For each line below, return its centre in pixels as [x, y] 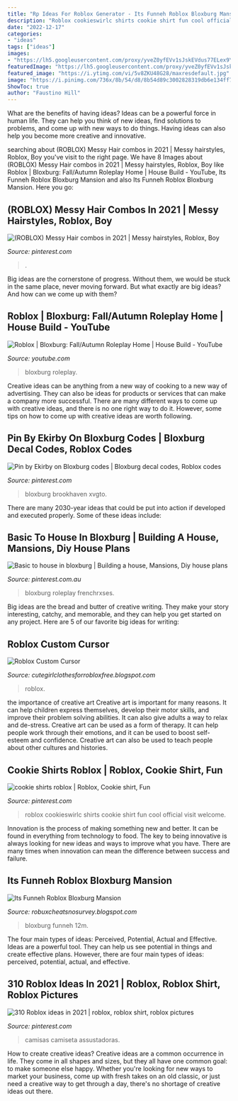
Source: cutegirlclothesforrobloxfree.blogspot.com [81, 675]
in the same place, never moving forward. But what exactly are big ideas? [114, 286]
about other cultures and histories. [58, 748]
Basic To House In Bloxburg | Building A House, [113, 537]
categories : [25, 34]
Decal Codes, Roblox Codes [70, 449]
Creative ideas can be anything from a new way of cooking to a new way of [118, 386]
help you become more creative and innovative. [77, 136]
